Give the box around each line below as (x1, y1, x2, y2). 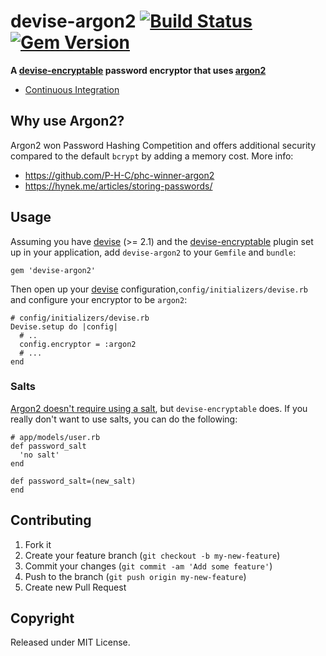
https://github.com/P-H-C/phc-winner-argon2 (24, 169, 215, 181)
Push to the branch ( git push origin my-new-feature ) (24, 570, 247, 582)
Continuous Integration (24, 83, 120, 95)
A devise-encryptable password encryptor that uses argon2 (10, 64, 267, 76)
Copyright (10, 610, 75, 627)
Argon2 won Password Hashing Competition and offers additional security (10, 139, 317, 151)
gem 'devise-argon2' (10, 265, 97, 275)
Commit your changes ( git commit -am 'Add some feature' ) (24, 560, 273, 572)
